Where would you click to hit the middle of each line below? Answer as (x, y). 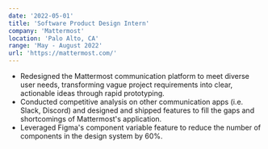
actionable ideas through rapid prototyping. (92, 93)
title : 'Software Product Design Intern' (79, 23)
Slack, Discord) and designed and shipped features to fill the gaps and (137, 110)
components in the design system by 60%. (91, 136)
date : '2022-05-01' (41, 16)
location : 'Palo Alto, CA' (54, 38)
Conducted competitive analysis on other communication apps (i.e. (132, 102)
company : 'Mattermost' (46, 31)
